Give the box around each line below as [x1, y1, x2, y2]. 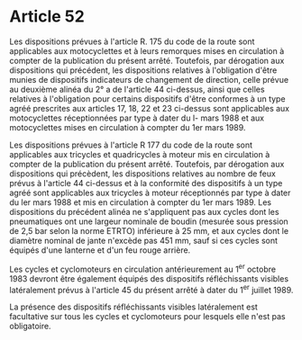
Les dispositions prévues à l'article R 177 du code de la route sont [9, 139, 253, 150]
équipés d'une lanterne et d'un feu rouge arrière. [9, 245, 191, 255]
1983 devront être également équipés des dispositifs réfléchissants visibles [9, 273, 289, 284]
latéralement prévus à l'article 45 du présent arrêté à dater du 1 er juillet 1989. [9, 282, 294, 295]
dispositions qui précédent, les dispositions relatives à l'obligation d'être [9, 65, 278, 76]
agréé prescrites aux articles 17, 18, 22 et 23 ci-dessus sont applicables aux [9, 103, 290, 113]
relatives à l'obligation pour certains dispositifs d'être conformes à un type [9, 93, 286, 104]
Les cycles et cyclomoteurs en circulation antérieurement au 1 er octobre [9, 262, 277, 274]
